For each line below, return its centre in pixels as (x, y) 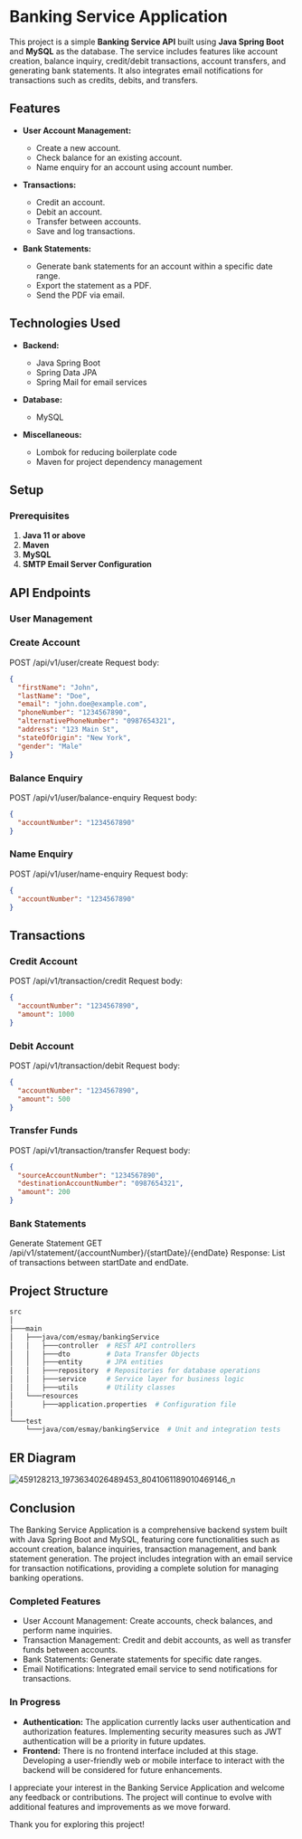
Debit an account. (69, 212)
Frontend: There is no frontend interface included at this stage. (140, 1750)
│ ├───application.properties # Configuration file (123, 1404)
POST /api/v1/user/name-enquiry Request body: (99, 874)
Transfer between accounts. (89, 221)
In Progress (35, 1702)
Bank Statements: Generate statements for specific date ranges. (142, 1659)
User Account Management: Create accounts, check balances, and (147, 1621)
